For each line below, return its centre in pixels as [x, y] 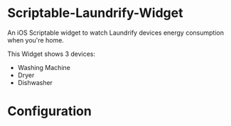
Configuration [50, 111]
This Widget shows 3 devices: [52, 54]
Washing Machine [44, 67]
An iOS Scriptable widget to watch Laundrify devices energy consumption [116, 33]
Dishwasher [35, 82]
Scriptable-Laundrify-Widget [95, 13]
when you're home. [36, 40]
